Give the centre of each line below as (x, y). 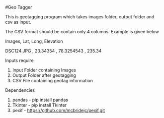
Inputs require (19, 60)
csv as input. (18, 22)
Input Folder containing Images (44, 70)
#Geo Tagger (19, 7)
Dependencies (20, 90)
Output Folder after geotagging (44, 75)
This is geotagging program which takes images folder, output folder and (80, 17)
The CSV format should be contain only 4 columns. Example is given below (82, 31)
